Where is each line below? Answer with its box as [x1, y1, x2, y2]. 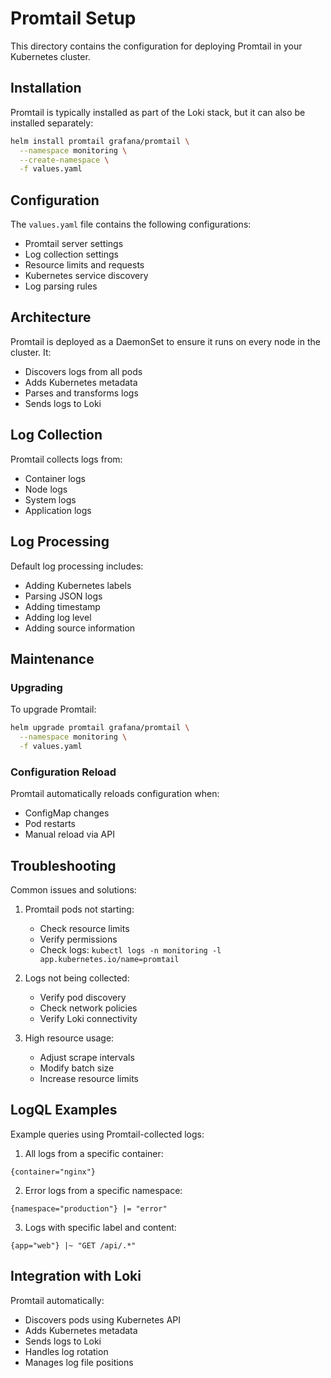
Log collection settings [24, 248, 119, 261]
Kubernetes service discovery [24, 270, 149, 282]
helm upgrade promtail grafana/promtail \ [10, 723, 190, 733]
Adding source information [24, 622, 136, 634]
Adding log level [24, 611, 92, 623]
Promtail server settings [24, 238, 124, 250]
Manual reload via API [24, 828, 115, 841]
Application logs [24, 504, 92, 516]
